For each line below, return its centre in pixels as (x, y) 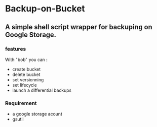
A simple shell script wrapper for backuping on (79, 27)
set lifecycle (24, 85)
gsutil (18, 119)
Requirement (21, 103)
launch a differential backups (42, 90)
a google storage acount (37, 114)
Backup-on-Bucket (45, 9)
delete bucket (26, 74)
